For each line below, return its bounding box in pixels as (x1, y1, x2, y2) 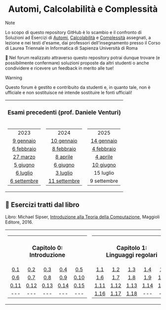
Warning (5, 75, 22, 80)
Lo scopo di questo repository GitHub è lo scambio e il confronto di (5, 29, 142, 35)
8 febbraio (51, 145, 77, 152)
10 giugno (92, 161, 116, 168)
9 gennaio (12, 137, 36, 144)
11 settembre (48, 177, 80, 184)
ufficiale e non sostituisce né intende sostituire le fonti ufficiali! (5, 89, 132, 95)
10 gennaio (50, 137, 78, 144)
